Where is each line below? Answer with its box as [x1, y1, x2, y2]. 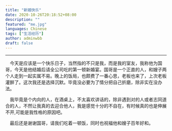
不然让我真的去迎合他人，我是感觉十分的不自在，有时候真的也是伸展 [23, 102, 167, 109]
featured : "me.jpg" [5, 21, 47, 27]
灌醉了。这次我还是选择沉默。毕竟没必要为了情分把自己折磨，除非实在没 [5, 79, 158, 85]
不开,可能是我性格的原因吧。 [5, 109, 66, 115]
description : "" [5, 17, 40, 22]
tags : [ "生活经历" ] [5, 31, 44, 36]
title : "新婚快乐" [5, 7, 42, 13]
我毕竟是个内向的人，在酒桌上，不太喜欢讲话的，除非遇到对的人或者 [10, 96, 154, 102]
